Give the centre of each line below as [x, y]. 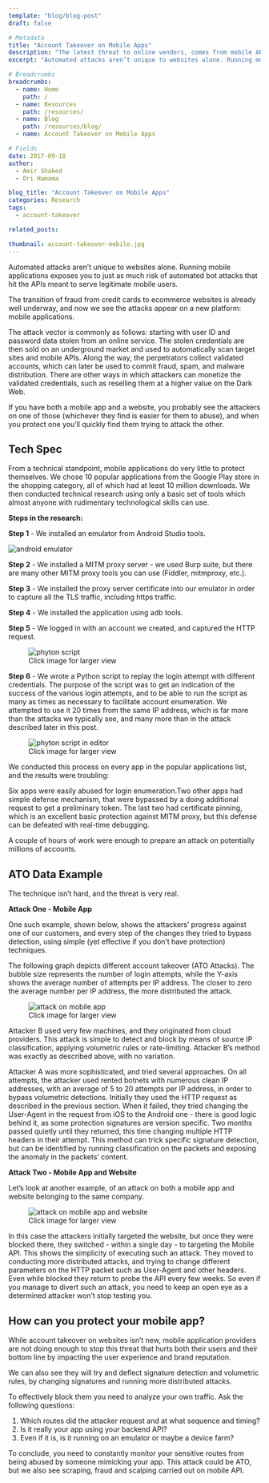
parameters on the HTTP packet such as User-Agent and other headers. [127, 1270]
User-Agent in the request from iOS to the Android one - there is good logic [132, 1114]
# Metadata [26, 38]
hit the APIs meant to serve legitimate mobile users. [93, 284]
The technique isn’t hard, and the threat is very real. [94, 893]
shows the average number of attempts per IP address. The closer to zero [130, 983]
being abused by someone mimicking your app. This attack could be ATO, [130, 1461]
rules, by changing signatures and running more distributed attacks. [120, 1381]
